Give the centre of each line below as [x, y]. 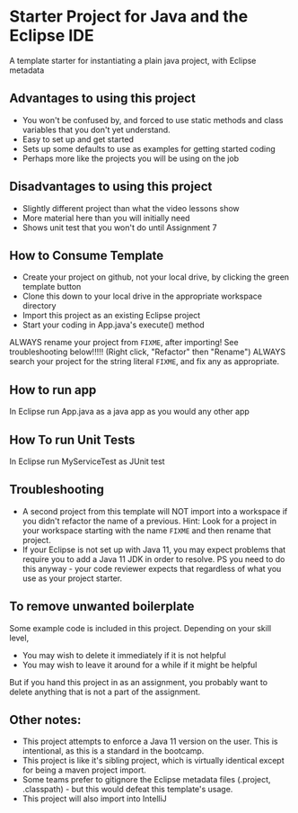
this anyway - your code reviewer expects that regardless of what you [152, 568]
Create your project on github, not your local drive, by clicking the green [156, 277]
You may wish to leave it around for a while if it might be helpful [140, 665]
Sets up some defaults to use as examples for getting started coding [149, 148]
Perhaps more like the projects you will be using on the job [131, 158]
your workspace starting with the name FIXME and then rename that [146, 530]
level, [19, 638]
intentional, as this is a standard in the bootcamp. [113, 751]
